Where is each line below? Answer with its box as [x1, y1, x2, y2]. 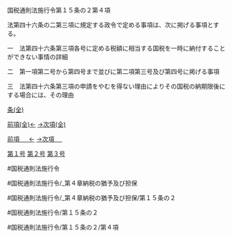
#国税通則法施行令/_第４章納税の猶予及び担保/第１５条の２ [7, 194, 177, 202]
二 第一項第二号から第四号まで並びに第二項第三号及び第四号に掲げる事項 [7, 68, 220, 75]
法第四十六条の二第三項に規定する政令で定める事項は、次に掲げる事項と [7, 21, 213, 29]
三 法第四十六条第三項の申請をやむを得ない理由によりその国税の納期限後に [7, 82, 226, 90]
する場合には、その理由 [7, 91, 74, 99]
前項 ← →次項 [7, 135, 55, 143]
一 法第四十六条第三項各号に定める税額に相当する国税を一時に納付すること [7, 44, 226, 52]
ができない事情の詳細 [7, 53, 68, 61]
